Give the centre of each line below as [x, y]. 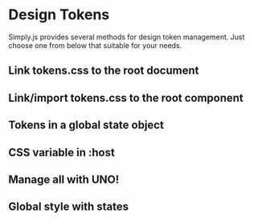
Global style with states [69, 207]
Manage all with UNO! [64, 179]
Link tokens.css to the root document [104, 71]
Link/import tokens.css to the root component [126, 98]
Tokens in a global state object [86, 125]
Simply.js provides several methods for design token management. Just [126, 37]
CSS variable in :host [61, 153]
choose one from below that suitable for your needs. [95, 45]
